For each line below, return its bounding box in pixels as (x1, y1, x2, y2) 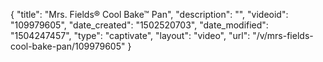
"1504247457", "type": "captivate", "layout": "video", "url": (10, 30, 251, 41)
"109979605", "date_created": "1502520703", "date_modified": (10, 19, 269, 31)
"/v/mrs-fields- (252, 30, 314, 41)
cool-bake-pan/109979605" (10, 40, 126, 52)
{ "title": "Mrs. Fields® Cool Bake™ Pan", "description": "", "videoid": (10, 9, 289, 20)
